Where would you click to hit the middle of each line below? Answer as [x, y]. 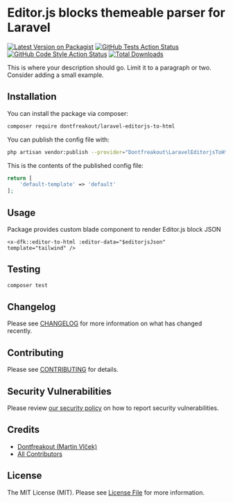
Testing [24, 270]
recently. [20, 331]
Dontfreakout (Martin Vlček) [57, 446]
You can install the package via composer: [68, 113]
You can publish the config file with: [58, 139]
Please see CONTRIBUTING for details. [63, 370]
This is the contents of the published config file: [75, 165]
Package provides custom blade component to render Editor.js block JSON [114, 229]
